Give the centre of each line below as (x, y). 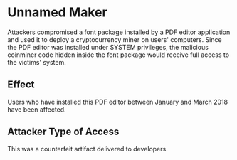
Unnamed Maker (58, 12)
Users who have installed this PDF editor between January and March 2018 (118, 102)
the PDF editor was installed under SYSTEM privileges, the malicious (108, 47)
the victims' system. (37, 62)
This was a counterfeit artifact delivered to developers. (88, 149)
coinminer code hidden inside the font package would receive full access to (118, 55)
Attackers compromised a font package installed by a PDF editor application (119, 32)
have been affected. (37, 109)
